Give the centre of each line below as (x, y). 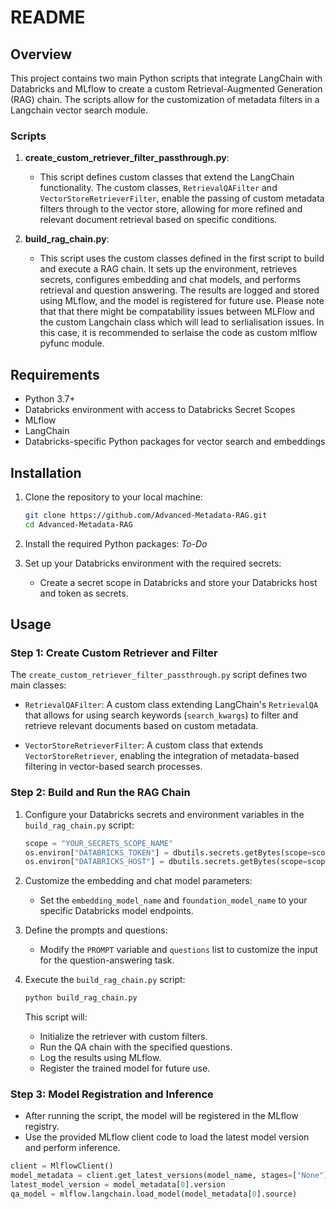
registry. (42, 1127)
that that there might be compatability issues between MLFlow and (177, 312)
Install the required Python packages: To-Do (116, 543)
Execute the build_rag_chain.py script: (105, 980)
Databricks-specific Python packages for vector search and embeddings (175, 442)
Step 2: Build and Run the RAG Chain (100, 793)
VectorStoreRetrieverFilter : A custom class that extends (144, 745)
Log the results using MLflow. (100, 1058)
